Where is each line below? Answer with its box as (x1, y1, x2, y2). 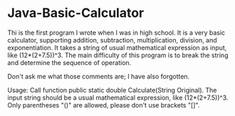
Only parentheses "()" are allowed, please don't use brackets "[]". (7, 100, 200, 109)
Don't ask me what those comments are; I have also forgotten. (7, 72, 190, 81)
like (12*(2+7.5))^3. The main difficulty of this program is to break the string (7, 51, 229, 59)
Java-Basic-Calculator (7, 5, 145, 21)
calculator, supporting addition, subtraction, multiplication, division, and (7, 35, 217, 44)
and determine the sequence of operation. (7, 58, 132, 66)
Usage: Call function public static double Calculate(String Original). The (7, 86, 217, 94)
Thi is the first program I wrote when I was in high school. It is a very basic (7, 28, 226, 37)
